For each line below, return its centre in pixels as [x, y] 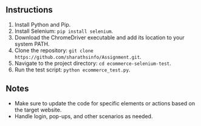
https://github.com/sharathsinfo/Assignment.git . [78, 56]
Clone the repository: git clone [54, 50]
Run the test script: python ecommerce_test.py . [72, 70]
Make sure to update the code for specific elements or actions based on [105, 103]
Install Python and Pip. [43, 24]
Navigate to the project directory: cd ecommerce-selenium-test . [93, 63]
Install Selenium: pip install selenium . [64, 31]
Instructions [29, 10]
